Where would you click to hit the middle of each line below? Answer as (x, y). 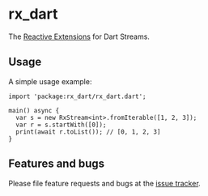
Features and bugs (57, 164)
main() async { (34, 110)
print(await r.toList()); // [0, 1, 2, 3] (88, 132)
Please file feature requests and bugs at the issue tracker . (104, 183)
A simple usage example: (50, 81)
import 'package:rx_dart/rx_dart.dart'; (78, 96)
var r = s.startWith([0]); (61, 125)
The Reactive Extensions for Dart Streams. (79, 36)
